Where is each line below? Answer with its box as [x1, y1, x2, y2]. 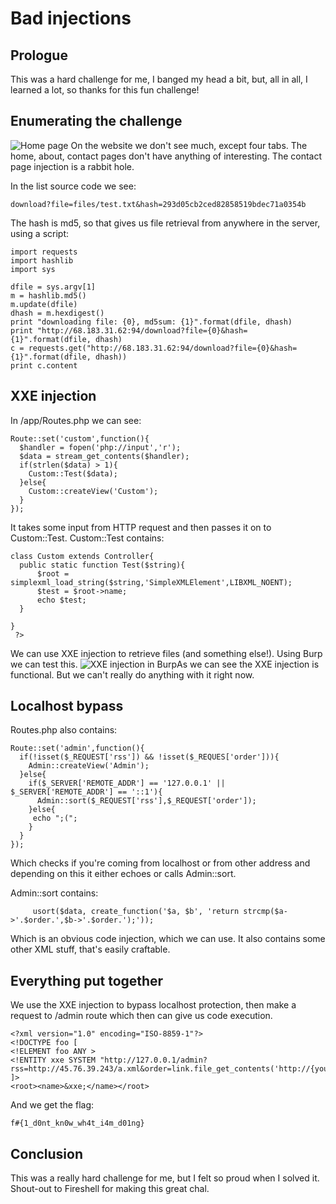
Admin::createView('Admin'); [28, 761, 150, 771]
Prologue [10, 47, 68, 64]
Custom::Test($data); [28, 468, 118, 479]
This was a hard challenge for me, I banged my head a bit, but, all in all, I [10, 73, 308, 85]
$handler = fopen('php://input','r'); [19, 442, 182, 452]
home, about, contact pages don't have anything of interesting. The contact [10, 150, 323, 162]
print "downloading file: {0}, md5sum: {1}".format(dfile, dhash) [10, 317, 293, 327]
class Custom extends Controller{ [10, 551, 155, 561]
